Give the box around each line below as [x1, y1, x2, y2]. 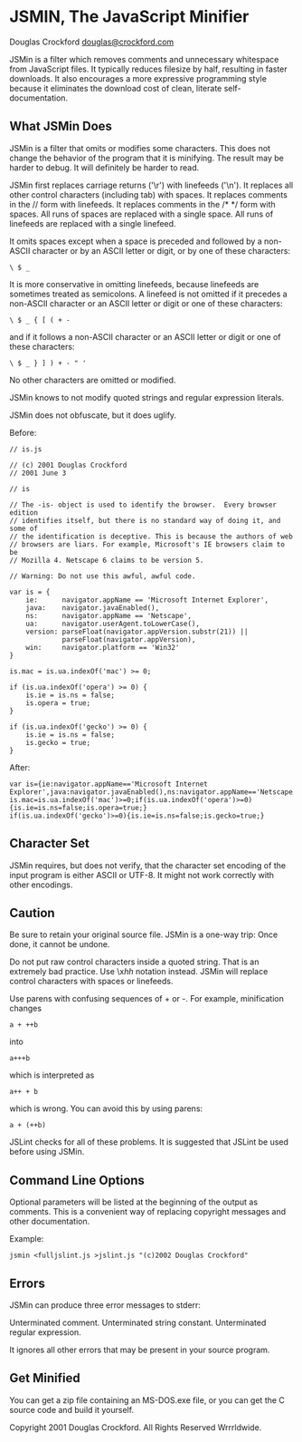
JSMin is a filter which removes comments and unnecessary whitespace [9, 53, 279, 64]
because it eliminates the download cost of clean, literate [9, 82, 222, 93]
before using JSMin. [9, 1147, 85, 1157]
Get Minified [9, 1370, 80, 1386]
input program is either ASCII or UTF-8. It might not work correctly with [9, 869, 274, 880]
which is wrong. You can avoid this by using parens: [9, 1103, 203, 1114]
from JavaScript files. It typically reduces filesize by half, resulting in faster [9, 63, 288, 74]
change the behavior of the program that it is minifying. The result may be [9, 152, 285, 163]
